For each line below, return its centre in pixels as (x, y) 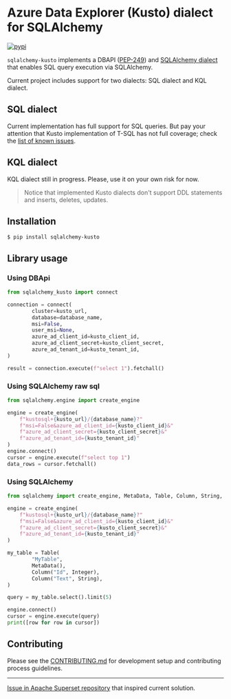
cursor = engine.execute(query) (53, 616)
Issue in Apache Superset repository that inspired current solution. (101, 688)
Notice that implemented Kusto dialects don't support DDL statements (123, 192)
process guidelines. (35, 668)
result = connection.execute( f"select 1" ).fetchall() (86, 368)
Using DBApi (29, 278)
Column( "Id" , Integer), (66, 572)
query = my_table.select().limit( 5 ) (59, 598)
